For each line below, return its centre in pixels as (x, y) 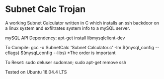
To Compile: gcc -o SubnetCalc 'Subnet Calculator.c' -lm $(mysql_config (80, 47)
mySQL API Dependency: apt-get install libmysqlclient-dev (65, 38)
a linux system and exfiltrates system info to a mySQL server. (68, 28)
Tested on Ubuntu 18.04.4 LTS (36, 72)
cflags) (12, 53)
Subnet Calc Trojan (45, 9)
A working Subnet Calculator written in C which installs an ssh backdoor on (82, 23)
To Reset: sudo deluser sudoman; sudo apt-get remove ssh (66, 62)
